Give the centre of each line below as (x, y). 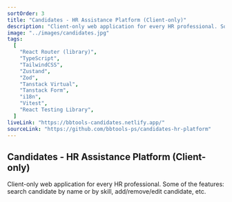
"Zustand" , (35, 71)
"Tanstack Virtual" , (49, 84)
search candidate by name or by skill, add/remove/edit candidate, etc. (107, 192)
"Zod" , (29, 78)
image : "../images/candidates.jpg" (58, 33)
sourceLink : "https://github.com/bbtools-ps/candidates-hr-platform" (109, 129)
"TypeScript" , (40, 59)
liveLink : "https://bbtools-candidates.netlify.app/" (86, 122)
